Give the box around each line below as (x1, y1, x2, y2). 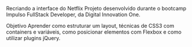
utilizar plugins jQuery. (6, 35, 61, 41)
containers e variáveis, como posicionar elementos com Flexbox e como (6, 28, 181, 35)
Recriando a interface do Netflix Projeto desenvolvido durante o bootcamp (6, 5, 187, 12)
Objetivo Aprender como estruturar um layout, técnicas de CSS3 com (6, 23, 175, 29)
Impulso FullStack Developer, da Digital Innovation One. (6, 11, 141, 18)
